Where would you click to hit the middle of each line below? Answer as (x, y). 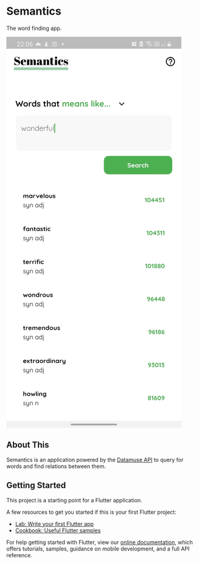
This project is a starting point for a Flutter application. (74, 500)
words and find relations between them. (56, 466)
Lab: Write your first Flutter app (54, 524)
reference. (19, 555)
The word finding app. (34, 28)
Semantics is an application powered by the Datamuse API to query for (95, 460)
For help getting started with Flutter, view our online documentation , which (100, 542)
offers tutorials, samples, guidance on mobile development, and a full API (98, 549)
